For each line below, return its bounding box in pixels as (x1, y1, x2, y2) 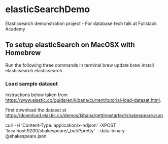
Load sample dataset (5, 80, 58, 87)
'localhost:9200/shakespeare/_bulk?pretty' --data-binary (5, 128, 125, 134)
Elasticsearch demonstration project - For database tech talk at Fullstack (5, 20, 157, 26)
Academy (5, 25, 25, 32)
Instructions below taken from (5, 92, 68, 98)
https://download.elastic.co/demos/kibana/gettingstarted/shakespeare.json (5, 112, 163, 119)
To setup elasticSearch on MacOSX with (5, 41, 136, 49)
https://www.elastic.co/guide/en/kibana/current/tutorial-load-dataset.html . (5, 97, 161, 103)
